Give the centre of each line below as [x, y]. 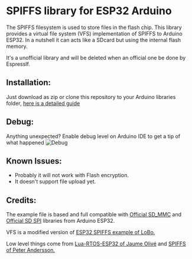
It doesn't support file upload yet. [55, 181]
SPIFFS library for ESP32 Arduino [89, 11]
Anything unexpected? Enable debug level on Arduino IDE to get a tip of [93, 136]
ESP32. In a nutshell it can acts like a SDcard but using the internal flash [94, 40]
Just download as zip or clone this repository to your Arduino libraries [91, 97]
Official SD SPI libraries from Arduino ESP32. [61, 221]
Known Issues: [34, 161]
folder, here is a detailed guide [43, 103]
